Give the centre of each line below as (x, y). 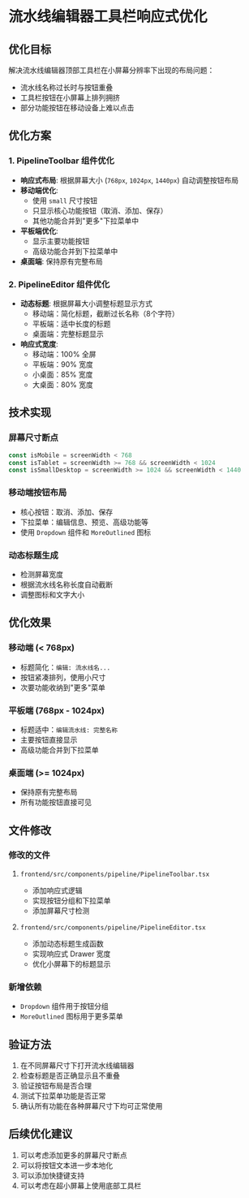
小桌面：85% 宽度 (62, 374)
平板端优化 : (39, 231)
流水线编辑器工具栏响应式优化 (108, 17)
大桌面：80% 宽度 (62, 384)
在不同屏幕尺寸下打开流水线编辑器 (77, 1065)
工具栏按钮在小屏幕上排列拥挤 (70, 97)
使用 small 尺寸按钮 (65, 200)
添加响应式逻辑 (57, 890)
